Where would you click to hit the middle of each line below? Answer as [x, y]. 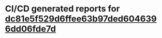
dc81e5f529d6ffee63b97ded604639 [81, 19]
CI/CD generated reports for [62, 9]
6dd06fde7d [30, 29]
